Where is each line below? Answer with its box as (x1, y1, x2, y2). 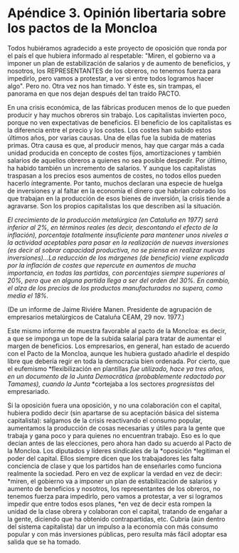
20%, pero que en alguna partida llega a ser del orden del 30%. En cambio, (7, 276, 230, 285)
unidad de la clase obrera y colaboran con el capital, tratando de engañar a (7, 507, 228, 515)
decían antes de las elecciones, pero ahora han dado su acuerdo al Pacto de (7, 439, 232, 447)
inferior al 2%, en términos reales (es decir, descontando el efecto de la (7, 223, 218, 231)
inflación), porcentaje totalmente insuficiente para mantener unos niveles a (7, 230, 229, 239)
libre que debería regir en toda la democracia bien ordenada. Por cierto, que (7, 357, 230, 365)
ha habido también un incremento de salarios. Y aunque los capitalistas (7, 163, 217, 172)
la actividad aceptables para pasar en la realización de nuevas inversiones (7, 238, 229, 247)
